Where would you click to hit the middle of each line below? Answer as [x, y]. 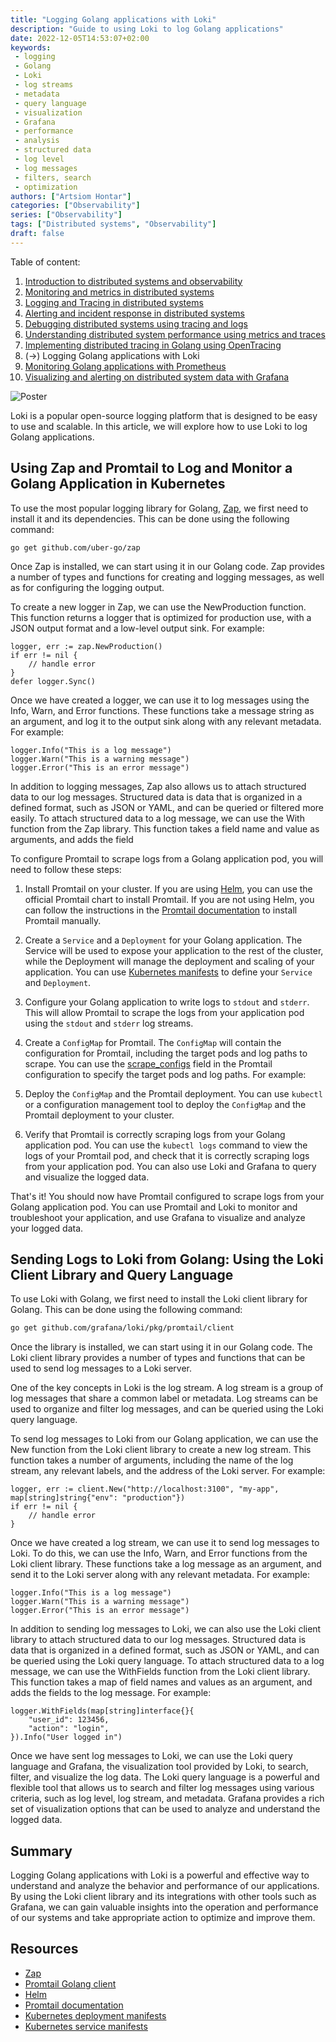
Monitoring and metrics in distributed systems [119, 292]
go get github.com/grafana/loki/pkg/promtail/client [122, 1328]
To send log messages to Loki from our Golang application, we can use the [164, 1439]
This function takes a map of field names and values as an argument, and [161, 1682]
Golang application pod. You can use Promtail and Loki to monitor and [154, 1207]
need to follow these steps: [66, 869]
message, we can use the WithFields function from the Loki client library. [160, 1672]
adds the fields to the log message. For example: [111, 1693]
